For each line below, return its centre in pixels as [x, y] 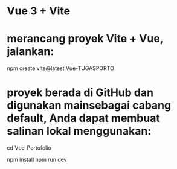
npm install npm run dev [37, 160]
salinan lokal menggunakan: [79, 131]
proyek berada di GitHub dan [80, 93]
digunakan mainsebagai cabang [89, 105]
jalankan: [31, 52]
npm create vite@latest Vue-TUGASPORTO [60, 68]
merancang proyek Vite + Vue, [85, 39]
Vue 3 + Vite [39, 11]
